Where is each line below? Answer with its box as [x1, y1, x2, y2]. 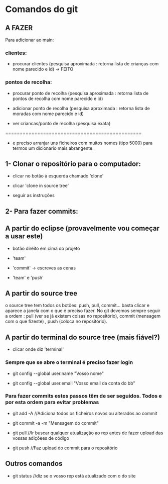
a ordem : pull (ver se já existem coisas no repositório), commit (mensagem [5, 313, 161, 319]
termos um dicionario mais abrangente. [12, 145, 94, 151]
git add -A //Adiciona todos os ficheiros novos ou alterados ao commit [12, 410, 157, 416]
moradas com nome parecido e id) [12, 111, 84, 117]
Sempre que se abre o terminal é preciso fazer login [5, 359, 133, 366]
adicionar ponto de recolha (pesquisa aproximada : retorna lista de [12, 105, 150, 111]
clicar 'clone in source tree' [12, 182, 69, 189]
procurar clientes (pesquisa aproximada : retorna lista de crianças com [12, 61, 159, 67]
